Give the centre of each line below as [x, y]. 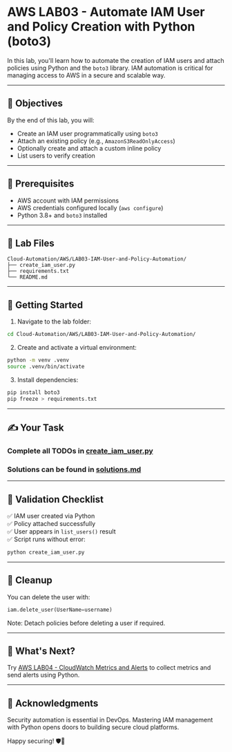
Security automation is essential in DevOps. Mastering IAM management [110, 720]
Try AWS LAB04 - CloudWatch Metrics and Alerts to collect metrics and [109, 668]
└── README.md [28, 277]
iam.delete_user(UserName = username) [60, 610]
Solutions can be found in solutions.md [74, 469]
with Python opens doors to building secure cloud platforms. [93, 727]
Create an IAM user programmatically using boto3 [88, 133]
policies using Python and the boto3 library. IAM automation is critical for [110, 68]
